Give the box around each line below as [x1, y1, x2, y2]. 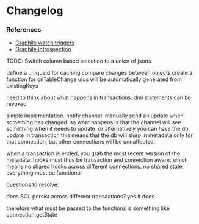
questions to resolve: [6, 181, 59, 189]
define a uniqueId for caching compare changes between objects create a [6, 69, 193, 77]
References [6, 26, 42, 34]
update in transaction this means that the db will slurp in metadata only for [6, 131, 194, 139]
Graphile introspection [15, 46, 71, 53]
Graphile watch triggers [15, 39, 75, 46]
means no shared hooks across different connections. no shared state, [6, 163, 184, 170]
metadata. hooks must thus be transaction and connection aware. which [6, 156, 188, 164]
